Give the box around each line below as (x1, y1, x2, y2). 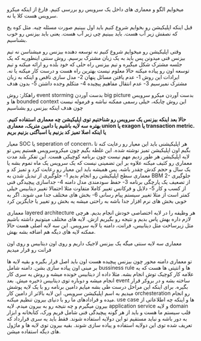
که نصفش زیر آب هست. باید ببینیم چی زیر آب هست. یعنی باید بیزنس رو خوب (7, 30, 178, 37)
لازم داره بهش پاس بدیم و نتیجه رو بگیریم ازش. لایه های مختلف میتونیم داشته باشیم (7, 216, 191, 222)
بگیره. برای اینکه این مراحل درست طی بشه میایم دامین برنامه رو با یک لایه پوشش (7, 283, 188, 290)
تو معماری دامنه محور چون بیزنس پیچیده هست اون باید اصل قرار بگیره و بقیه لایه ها (7, 258, 192, 265)
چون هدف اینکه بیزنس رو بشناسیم (7, 104, 83, 111)
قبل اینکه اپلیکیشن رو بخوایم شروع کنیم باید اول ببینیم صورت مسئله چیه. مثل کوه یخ (7, 24, 193, 31)
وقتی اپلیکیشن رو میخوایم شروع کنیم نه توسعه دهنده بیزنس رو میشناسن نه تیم (7, 48, 181, 55)
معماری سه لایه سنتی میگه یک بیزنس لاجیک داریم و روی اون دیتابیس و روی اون (7, 240, 182, 247)
